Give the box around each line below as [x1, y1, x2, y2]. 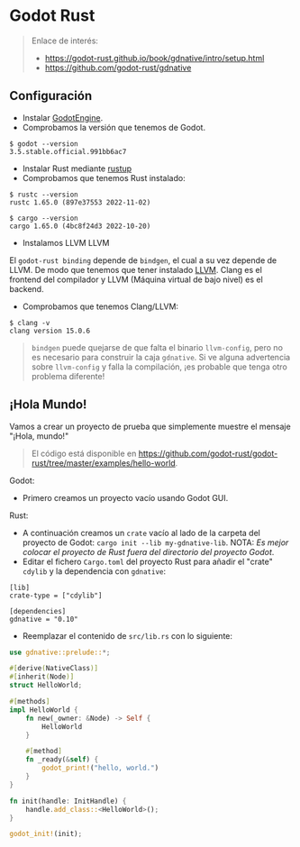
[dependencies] [9, 606, 67, 615]
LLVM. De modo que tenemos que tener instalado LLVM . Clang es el [9, 264, 263, 275]
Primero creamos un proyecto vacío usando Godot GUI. [22, 492, 229, 503]
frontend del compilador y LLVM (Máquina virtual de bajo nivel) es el [9, 274, 263, 285]
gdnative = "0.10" [9, 615, 78, 624]
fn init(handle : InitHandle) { [9, 797, 127, 806]
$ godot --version [9, 139, 78, 149]
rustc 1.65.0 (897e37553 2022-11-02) [9, 197, 151, 207]
